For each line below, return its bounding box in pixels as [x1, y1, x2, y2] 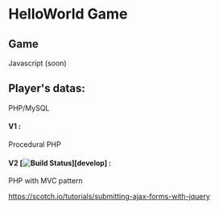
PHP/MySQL [8, 102, 50, 113]
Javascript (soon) [8, 58, 67, 68]
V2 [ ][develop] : [8, 158, 111, 168]
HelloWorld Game [8, 5, 128, 23]
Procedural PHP [8, 140, 62, 149]
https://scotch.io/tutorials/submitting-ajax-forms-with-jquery [8, 191, 211, 202]
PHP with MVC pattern [8, 176, 83, 186]
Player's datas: [8, 82, 86, 95]
